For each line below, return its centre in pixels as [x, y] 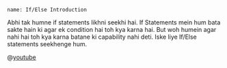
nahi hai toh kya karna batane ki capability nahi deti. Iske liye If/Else [102, 37]
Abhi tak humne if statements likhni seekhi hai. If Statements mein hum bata [114, 22]
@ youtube [22, 57]
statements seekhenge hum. [47, 44]
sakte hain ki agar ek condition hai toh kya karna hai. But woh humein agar [112, 30]
